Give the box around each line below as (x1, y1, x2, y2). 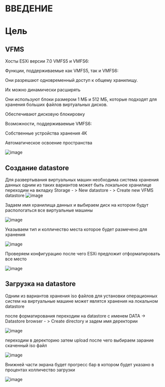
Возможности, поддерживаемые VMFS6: (5, 121, 92, 127)
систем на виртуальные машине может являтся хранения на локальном (5, 298, 158, 304)
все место (5, 256, 27, 262)
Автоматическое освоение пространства (5, 140, 93, 146)
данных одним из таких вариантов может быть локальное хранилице (5, 182, 152, 188)
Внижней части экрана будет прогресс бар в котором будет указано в (5, 361, 154, 367)
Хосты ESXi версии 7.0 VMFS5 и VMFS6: (5, 58, 90, 64)
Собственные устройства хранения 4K (5, 130, 87, 136)
